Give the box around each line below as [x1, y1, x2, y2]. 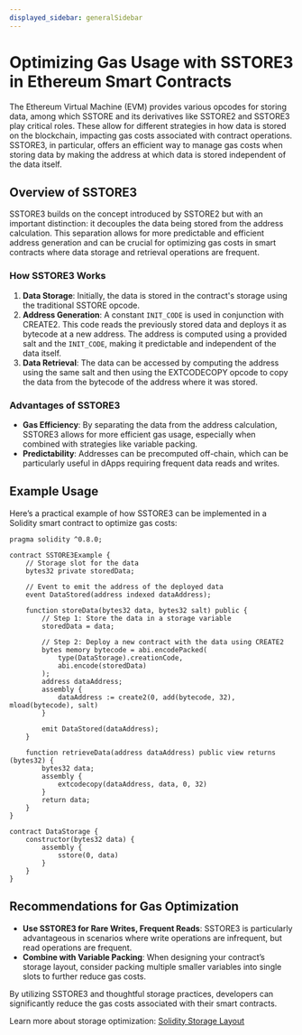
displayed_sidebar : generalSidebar [9, 13, 143, 23]
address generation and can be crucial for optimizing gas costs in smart [9, 237, 277, 248]
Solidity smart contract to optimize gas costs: [9, 517, 178, 528]
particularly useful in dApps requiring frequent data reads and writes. [22, 457, 280, 468]
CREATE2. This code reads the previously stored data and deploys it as [22, 319, 287, 329]
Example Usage [9, 484, 99, 499]
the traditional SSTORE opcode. [22, 300, 140, 310]
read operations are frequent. [22, 942, 133, 953]
